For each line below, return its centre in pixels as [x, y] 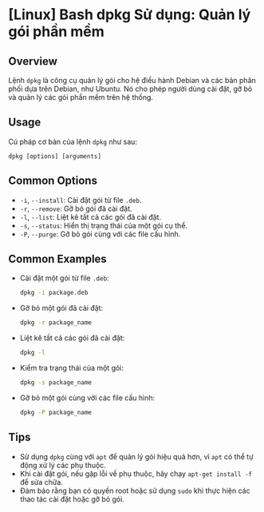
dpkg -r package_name [56, 323]
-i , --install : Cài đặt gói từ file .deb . [81, 200]
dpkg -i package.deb [54, 293]
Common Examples [58, 259]
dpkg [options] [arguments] [55, 156]
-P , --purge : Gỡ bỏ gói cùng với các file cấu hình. [100, 234]
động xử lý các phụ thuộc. [63, 465]
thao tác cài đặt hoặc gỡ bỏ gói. [72, 499]
